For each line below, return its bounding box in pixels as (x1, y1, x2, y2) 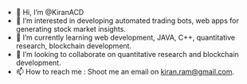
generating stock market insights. (15, 25, 126, 33)
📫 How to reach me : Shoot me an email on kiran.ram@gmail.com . (15, 67, 235, 76)
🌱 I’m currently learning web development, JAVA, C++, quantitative (15, 32, 236, 42)
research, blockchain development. (15, 41, 132, 51)
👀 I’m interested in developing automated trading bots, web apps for (15, 16, 239, 25)
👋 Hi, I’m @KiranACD (15, 8, 84, 17)
